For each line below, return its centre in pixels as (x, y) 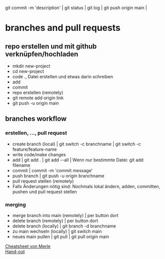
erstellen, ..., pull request (36, 133)
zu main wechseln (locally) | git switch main (57, 231)
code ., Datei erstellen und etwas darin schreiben (63, 77)
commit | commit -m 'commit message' (52, 170)
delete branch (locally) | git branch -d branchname (64, 226)
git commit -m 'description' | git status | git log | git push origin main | (76, 8)
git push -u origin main (36, 103)
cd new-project (28, 71)
